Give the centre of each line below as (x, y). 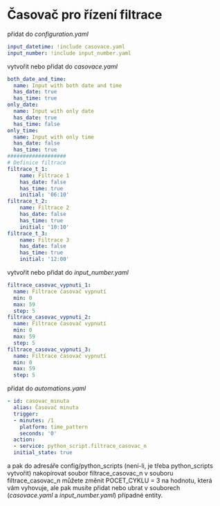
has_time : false (37, 124)
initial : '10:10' (45, 227)
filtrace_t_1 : (28, 169)
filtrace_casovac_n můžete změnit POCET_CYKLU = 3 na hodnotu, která (110, 480)
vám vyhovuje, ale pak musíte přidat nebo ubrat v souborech (94, 488)
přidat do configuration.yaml (48, 34)
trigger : (26, 414)
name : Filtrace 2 (45, 208)
